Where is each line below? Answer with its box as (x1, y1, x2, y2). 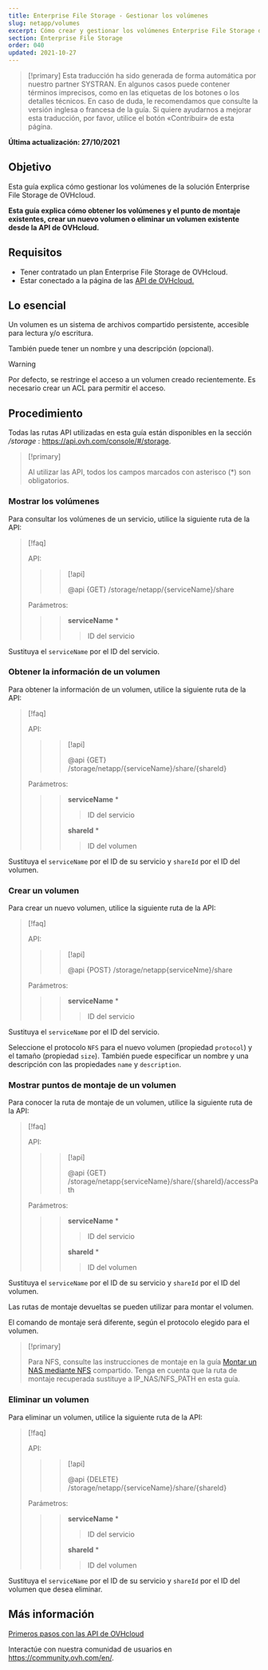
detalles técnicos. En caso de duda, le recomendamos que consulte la (27, 97, 258, 106)
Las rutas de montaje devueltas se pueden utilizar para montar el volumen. (8, 1302, 254, 1312)
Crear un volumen (8, 885, 80, 896)
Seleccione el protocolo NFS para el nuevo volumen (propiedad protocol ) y (8, 1043, 253, 1053)
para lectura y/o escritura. (8, 329, 93, 338)
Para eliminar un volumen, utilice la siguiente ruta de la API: (8, 1412, 203, 1422)
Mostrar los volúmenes (8, 496, 100, 507)
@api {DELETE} (67, 1474, 119, 1484)
